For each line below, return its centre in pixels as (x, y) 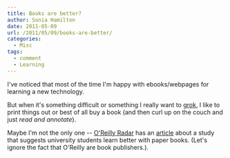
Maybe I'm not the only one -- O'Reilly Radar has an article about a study (111, 133)
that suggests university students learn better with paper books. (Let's (107, 140)
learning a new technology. (46, 91)
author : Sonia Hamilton (41, 20)
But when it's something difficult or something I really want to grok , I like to (114, 104)
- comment (27, 58)
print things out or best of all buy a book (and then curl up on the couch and (115, 112)
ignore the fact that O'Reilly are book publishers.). (78, 147)
